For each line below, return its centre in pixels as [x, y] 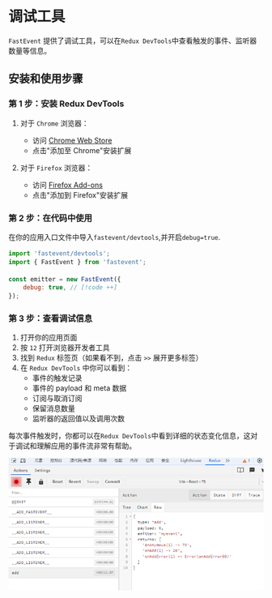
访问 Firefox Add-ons [68, 185]
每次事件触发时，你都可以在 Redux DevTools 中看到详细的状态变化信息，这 [130, 436]
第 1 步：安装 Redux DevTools [66, 104]
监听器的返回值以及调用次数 [79, 419]
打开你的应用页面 [49, 338]
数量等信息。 [30, 50]
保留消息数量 [53, 408]
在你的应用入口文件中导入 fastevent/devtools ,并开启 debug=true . [115, 237]
